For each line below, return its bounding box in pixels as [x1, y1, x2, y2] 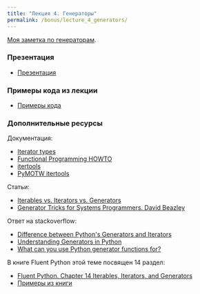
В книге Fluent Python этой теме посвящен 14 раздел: [7, 258, 166, 266]
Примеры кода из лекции [7, 86, 98, 95]
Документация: [7, 134, 53, 142]
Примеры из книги [17, 279, 72, 287]
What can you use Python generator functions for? [17, 245, 161, 253]
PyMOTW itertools [17, 170, 70, 178]
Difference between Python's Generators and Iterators [17, 231, 172, 239]
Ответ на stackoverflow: [7, 217, 77, 225]
